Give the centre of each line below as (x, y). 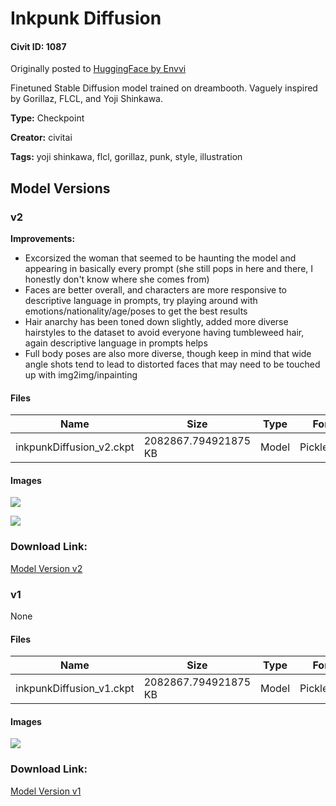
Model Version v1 (46, 791)
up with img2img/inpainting (81, 375)
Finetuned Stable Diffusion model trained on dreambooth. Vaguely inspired (164, 88)
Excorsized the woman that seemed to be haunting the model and (160, 258)
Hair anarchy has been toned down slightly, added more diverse (156, 322)
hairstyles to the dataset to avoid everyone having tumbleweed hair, (164, 333)
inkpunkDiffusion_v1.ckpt (75, 689)
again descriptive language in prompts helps (116, 343)
